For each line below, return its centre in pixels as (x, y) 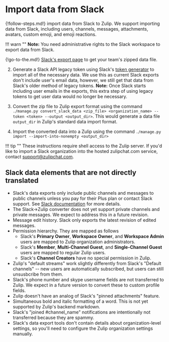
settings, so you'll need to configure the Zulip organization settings (83, 328)
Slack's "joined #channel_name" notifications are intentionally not (81, 312)
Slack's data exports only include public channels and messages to (83, 193)
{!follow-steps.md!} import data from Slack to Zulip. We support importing (83, 23)
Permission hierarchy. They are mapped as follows (66, 231)
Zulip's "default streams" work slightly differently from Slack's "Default (87, 263)
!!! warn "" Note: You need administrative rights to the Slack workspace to (83, 44)
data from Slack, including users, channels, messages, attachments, (77, 29)
